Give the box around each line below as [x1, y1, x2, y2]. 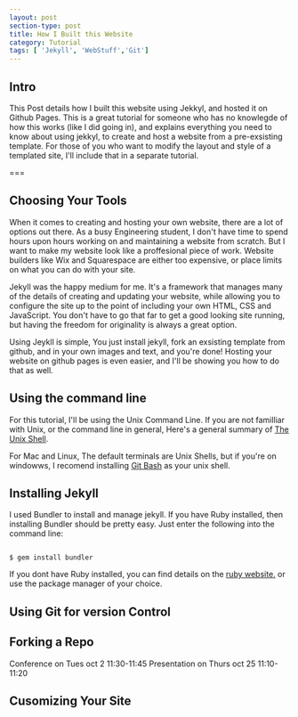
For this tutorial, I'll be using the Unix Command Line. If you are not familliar [9, 414, 285, 425]
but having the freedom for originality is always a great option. [9, 319, 238, 330]
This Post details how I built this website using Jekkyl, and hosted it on [9, 102, 269, 113]
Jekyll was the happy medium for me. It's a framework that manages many [9, 281, 283, 292]
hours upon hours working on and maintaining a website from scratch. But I [9, 235, 286, 246]
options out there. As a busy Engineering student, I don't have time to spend [9, 226, 289, 237]
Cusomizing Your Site [9, 693, 132, 708]
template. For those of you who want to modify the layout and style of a [9, 140, 271, 151]
